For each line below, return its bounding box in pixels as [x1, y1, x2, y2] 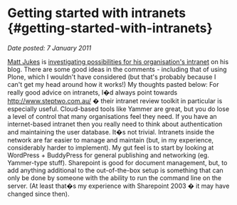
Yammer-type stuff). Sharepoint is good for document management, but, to [7, 158, 228, 167]
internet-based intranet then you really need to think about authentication [7, 120, 223, 128]
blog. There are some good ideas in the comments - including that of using [7, 65, 227, 73]
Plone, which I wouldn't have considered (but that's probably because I [7, 73, 216, 81]
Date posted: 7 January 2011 [7, 43, 92, 52]
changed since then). [7, 189, 70, 198]
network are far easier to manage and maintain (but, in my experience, [7, 135, 214, 144]
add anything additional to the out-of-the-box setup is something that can [7, 166, 224, 174]
